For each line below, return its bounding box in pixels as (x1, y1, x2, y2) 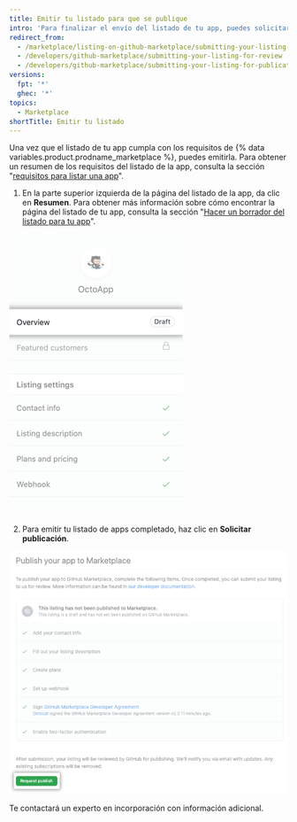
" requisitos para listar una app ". (9, 171, 125, 182)
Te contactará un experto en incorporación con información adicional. (9, 803, 263, 813)
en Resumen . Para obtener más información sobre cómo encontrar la (21, 198, 276, 208)
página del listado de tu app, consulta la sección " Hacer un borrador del (21, 206, 286, 217)
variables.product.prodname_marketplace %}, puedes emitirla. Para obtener (9, 151, 287, 163)
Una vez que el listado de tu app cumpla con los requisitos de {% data (9, 143, 265, 153)
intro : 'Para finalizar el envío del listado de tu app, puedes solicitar (9, 23, 291, 33)
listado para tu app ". (21, 216, 96, 227)
